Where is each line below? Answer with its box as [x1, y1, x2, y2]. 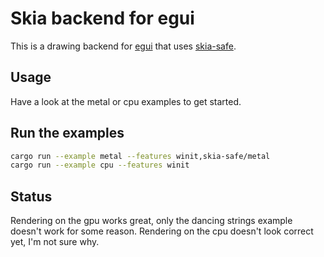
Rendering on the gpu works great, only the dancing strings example [10, 215, 293, 227]
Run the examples [10, 125, 125, 142]
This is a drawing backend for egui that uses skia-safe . [10, 40, 237, 52]
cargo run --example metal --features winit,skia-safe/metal [10, 151, 271, 161]
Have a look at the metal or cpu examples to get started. [10, 95, 242, 107]
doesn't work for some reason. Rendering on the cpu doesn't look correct [10, 225, 314, 237]
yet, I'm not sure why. [10, 236, 100, 248]
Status [10, 188, 53, 205]
